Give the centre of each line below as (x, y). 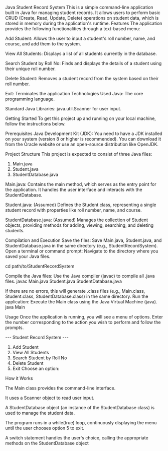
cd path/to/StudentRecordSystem (40, 266)
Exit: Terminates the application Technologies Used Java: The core (74, 93)
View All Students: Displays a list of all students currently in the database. (81, 53)
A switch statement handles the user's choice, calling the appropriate (77, 438)
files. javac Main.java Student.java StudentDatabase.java (63, 281)
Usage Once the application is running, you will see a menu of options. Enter (84, 317)
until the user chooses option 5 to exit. (45, 428)
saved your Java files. (28, 256)
